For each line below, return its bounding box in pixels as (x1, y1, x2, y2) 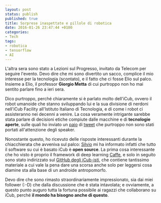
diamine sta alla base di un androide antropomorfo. (5, 167, 107, 173)
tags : (5, 39, 16, 44)
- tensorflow (5, 48, 32, 53)
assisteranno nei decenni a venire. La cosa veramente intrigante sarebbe (5, 111, 150, 117)
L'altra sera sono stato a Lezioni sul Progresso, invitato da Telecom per (5, 66, 146, 72)
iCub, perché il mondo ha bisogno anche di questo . (5, 192, 109, 198)
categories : (5, 30, 29, 35)
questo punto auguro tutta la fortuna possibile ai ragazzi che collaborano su (5, 187, 157, 193)
